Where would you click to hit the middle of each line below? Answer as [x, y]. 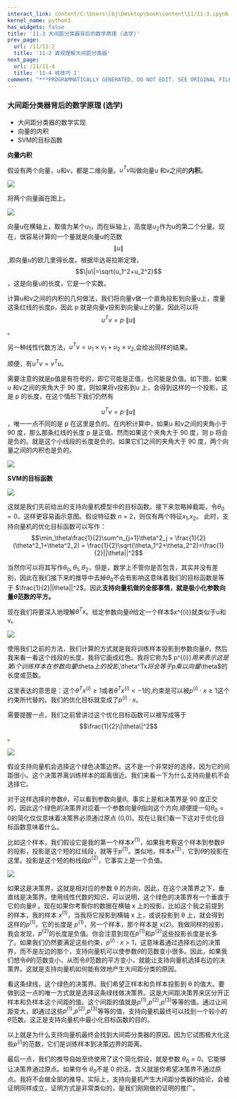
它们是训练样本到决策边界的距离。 [96, 1044]
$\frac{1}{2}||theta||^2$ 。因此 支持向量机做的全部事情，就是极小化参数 [117, 587]
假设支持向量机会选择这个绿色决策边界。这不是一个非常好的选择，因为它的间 [119, 766]
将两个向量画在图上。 [38, 198]
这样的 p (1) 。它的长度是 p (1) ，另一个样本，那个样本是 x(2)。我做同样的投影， [117, 924]
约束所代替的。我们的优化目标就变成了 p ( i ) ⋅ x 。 [75, 699]
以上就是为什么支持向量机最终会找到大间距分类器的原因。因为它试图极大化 [115, 1035]
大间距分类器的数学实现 [51, 122]
